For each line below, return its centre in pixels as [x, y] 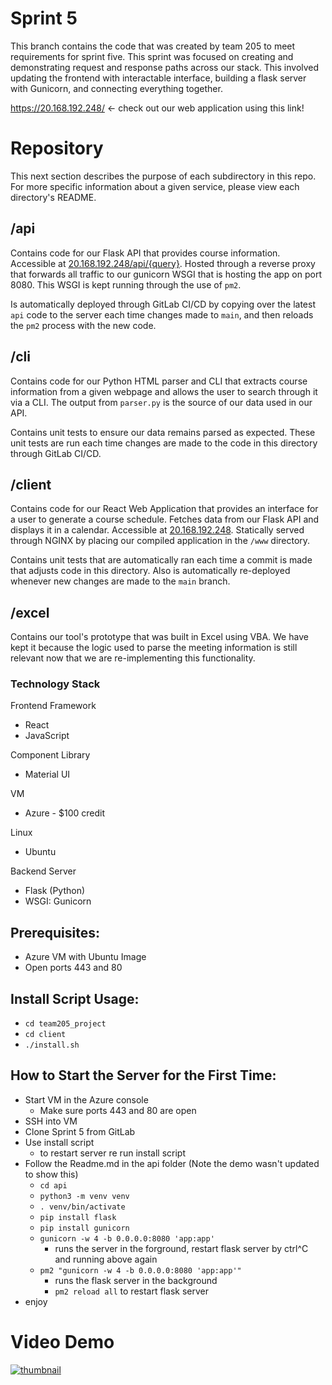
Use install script [59, 1142]
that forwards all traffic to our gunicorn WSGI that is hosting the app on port [166, 274]
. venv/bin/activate [82, 1207]
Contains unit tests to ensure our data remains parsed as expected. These [163, 432]
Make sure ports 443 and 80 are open [118, 1110]
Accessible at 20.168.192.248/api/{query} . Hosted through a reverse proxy [163, 263]
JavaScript [47, 736]
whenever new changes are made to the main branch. [120, 581]
